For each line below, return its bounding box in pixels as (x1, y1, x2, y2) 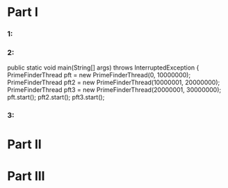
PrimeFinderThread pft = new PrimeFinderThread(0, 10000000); (7, 71, 191, 79)
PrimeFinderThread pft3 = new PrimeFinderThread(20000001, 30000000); (7, 86, 222, 94)
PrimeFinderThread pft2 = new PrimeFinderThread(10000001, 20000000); (7, 78, 220, 87)
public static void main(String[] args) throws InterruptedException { (7, 63, 199, 72)
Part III (7, 168, 45, 184)
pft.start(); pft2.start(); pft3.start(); (7, 93, 105, 102)
